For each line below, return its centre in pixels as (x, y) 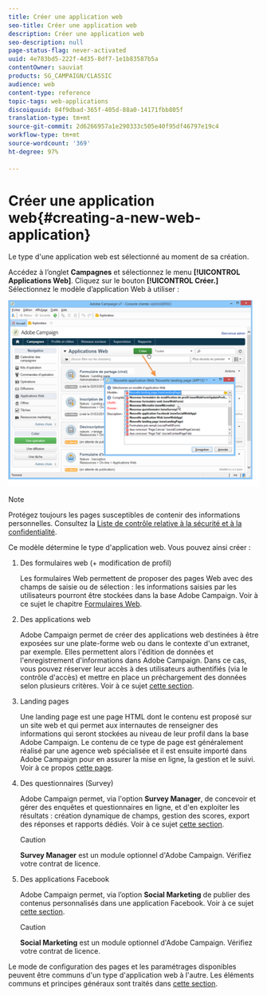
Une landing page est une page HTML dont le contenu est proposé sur (136, 716)
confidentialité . (33, 532)
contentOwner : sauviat (46, 68)
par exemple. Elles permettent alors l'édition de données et (116, 651)
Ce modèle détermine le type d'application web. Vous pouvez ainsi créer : (130, 547)
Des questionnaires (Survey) (67, 783)
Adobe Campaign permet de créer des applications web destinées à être (139, 635)
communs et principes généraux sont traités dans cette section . (113, 983)
